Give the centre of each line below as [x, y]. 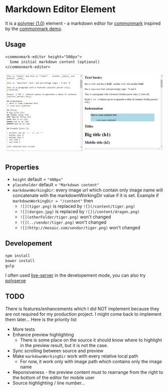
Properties [22, 167]
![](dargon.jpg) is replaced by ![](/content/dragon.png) [80, 212]
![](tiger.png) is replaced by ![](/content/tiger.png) [77, 206]
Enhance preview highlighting [43, 334]
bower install [20, 261]
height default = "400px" [38, 179]
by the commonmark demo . [34, 28]
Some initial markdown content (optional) [55, 62]
